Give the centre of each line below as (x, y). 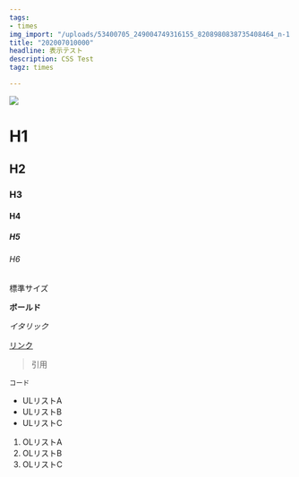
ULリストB (42, 412)
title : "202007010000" (51, 43)
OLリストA (42, 442)
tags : (19, 17)
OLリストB (42, 453)
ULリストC (42, 422)
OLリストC (42, 464)
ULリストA (42, 400)
